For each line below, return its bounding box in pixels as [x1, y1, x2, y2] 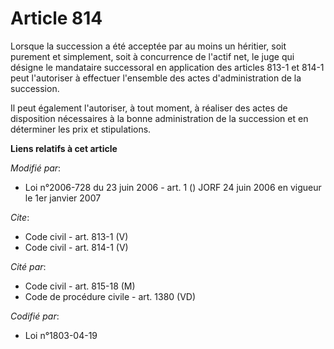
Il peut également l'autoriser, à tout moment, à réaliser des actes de [10, 102, 288, 114]
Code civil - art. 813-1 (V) [24, 230, 129, 242]
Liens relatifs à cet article [10, 142, 118, 154]
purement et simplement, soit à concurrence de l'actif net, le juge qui [10, 50, 295, 62]
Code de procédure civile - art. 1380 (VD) [24, 290, 197, 302]
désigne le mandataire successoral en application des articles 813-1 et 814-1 [10, 61, 325, 73]
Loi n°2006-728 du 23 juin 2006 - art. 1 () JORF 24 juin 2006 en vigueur [24, 181, 322, 193]
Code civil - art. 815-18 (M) [24, 280, 136, 292]
